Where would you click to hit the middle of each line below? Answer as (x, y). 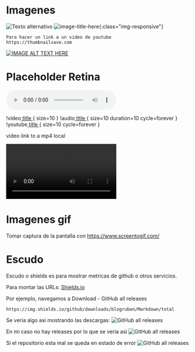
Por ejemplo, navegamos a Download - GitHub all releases (77, 298)
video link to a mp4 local (36, 136)
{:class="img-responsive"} (131, 26)
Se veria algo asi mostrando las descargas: (58, 320)
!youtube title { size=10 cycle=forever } (53, 124)
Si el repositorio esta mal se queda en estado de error (71, 343)
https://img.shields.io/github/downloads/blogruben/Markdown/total (90, 309)
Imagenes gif (39, 220)
